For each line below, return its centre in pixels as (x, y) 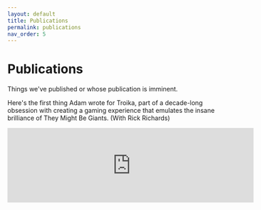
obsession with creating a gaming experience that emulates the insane (111, 111)
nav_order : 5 (27, 34)
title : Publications (38, 21)
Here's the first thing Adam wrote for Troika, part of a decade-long (105, 103)
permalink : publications (44, 27)
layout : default (31, 14)
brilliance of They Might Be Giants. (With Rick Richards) (89, 118)
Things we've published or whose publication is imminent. (93, 89)
